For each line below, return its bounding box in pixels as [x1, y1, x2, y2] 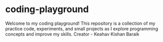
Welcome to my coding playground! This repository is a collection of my [5, 20, 156, 26]
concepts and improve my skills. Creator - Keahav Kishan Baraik [5, 31, 140, 37]
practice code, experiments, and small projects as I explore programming [5, 25, 158, 31]
